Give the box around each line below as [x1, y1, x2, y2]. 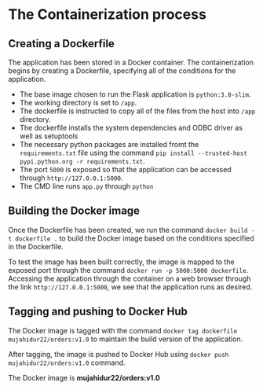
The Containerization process [8, 6, 206, 24]
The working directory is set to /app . [19, 98, 137, 107]
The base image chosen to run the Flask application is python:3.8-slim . [19, 90, 251, 99]
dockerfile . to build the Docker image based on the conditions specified [15, 234, 255, 243]
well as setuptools [19, 131, 79, 141]
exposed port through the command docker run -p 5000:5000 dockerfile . [8, 265, 249, 274]
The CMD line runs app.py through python [19, 182, 154, 190]
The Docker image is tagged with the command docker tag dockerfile [8, 326, 238, 335]
